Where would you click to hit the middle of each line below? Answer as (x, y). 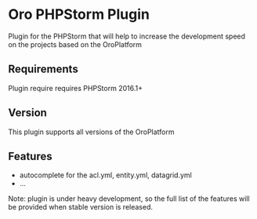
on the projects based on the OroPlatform (75, 44)
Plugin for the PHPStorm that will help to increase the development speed (127, 36)
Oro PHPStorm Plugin (79, 15)
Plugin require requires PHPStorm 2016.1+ (76, 88)
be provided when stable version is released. (81, 207)
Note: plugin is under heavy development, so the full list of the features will (129, 199)
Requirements (43, 69)
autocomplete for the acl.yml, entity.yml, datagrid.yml (105, 175)
